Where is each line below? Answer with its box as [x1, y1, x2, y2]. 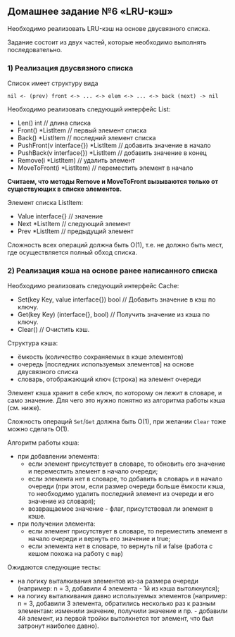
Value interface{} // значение [17, 212, 103, 221]
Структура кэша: [7, 339, 58, 347]
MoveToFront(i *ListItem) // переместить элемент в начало [17, 163, 193, 172]
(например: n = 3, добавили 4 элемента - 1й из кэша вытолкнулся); [17, 584, 220, 593]
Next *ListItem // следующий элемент [17, 220, 132, 228]
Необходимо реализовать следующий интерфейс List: [7, 105, 171, 113]
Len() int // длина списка [17, 119, 91, 128]
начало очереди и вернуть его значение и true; [27, 535, 171, 543]
